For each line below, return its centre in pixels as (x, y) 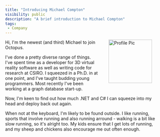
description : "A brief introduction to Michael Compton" (65, 19)
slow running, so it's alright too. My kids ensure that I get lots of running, (79, 124)
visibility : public (25, 14)
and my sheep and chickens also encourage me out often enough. (73, 129)
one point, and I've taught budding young (47, 78)
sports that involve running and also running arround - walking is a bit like (80, 119)
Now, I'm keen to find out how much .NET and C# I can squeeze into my (79, 99)
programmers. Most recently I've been (44, 84)
